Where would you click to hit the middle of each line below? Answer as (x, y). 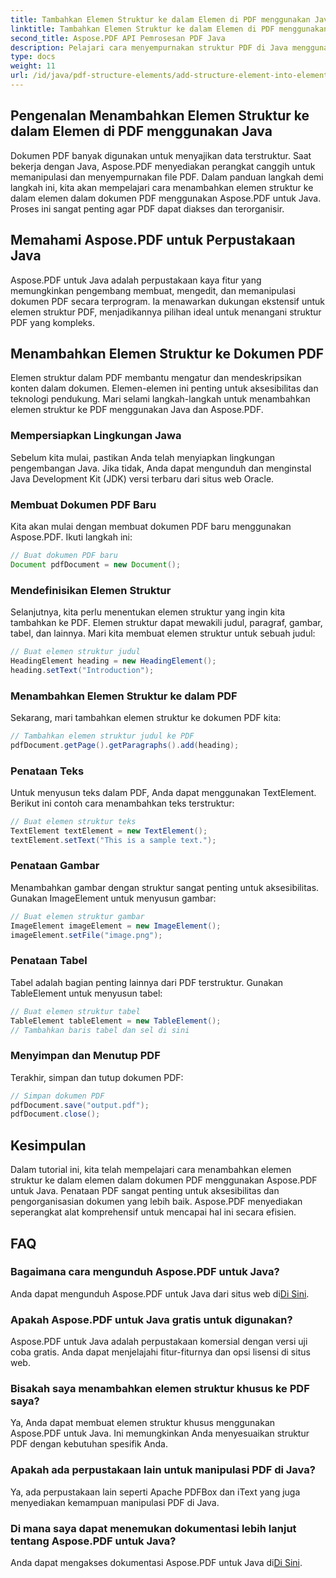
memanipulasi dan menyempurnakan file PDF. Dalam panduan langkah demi (167, 177)
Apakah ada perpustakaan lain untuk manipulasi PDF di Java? (163, 1470)
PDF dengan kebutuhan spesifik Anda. (89, 1444)
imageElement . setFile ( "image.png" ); (86, 935)
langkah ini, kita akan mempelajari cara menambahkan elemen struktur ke (162, 187)
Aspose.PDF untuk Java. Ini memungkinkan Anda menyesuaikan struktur (160, 1433)
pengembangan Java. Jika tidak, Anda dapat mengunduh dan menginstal (161, 468)
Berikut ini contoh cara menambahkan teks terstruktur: (122, 803)
